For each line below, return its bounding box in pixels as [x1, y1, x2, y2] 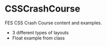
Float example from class [12, 35, 65, 41]
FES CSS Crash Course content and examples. [5, 20, 102, 26]
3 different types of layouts [12, 29, 69, 35]
